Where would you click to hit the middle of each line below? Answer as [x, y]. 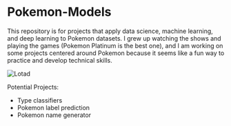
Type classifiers [40, 100]
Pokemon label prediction [53, 107]
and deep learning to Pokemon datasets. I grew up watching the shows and [114, 38]
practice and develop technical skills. [60, 60]
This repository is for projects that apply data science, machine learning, [110, 31]
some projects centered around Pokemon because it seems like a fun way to [116, 53]
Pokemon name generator [54, 115]
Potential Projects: [33, 87]
